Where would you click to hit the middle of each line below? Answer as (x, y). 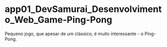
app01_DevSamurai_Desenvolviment (83, 9)
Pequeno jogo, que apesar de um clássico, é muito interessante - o (74, 33)
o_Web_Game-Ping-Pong (59, 20)
